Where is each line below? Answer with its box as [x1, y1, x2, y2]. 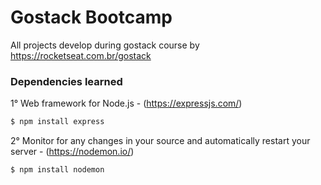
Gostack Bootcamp [10, 6, 173, 29]
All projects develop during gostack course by [10, 39, 200, 51]
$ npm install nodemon [10, 165, 105, 175]
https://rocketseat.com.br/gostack [10, 49, 152, 61]
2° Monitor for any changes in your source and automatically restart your [10, 135, 311, 147]
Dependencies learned [10, 74, 123, 88]
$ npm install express [10, 117, 105, 127]
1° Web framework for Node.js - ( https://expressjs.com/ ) [10, 97, 243, 110]
